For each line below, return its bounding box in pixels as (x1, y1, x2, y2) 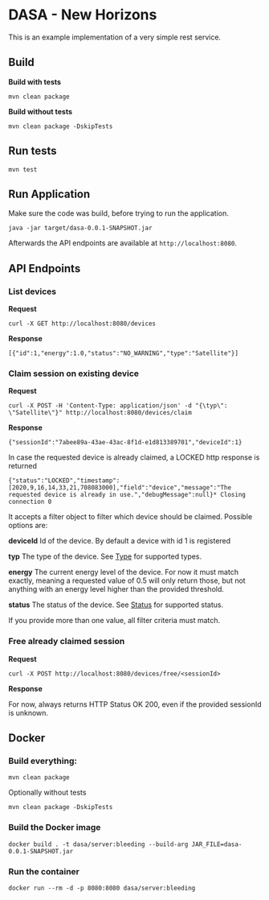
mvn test (8, 165, 38, 174)
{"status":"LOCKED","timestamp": (8, 477, 120, 485)
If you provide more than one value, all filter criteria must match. (8, 616, 221, 625)
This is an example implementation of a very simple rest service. (8, 32, 222, 42)
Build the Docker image (8, 822, 101, 833)
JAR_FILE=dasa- (191, 840, 243, 848)
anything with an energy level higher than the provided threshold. (8, 584, 225, 594)
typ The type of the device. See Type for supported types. (8, 551, 202, 561)
